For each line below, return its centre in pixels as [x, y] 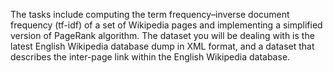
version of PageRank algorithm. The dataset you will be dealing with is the [162, 35]
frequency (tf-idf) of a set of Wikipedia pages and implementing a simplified [166, 25]
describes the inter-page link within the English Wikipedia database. [150, 57]
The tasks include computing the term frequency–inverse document [150, 14]
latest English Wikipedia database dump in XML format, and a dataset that [162, 46]
